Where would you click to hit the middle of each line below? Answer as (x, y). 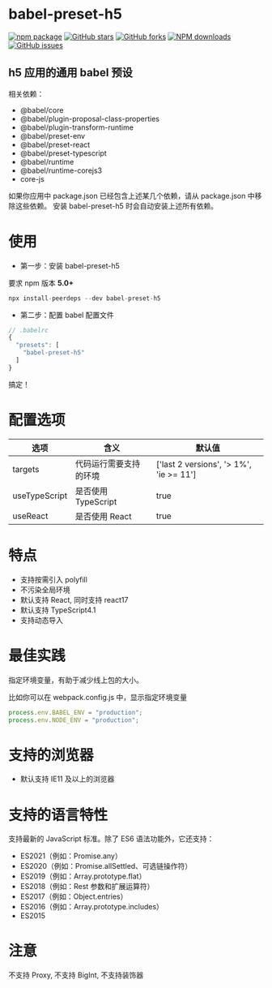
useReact (30, 516)
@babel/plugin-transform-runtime (76, 127)
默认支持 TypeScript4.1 (58, 610)
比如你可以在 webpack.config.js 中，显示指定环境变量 (98, 697)
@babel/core (42, 110)
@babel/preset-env (53, 135)
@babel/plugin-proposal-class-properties (90, 118)
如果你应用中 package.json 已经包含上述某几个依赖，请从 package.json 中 (132, 195)
